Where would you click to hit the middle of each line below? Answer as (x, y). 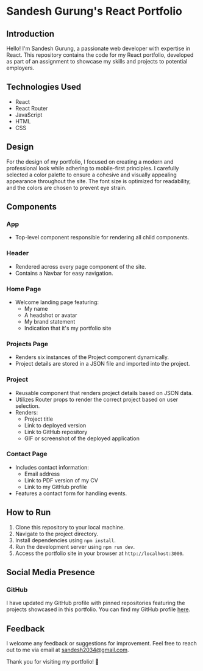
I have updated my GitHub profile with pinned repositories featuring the (96, 603)
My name (36, 308)
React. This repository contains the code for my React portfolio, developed (100, 55)
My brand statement (50, 321)
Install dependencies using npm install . (65, 540)
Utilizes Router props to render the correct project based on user (97, 399)
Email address (42, 474)
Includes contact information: (52, 467)
